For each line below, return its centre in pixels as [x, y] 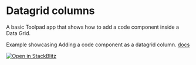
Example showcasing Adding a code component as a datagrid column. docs [98, 45]
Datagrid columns [50, 11]
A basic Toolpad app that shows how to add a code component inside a [93, 27]
